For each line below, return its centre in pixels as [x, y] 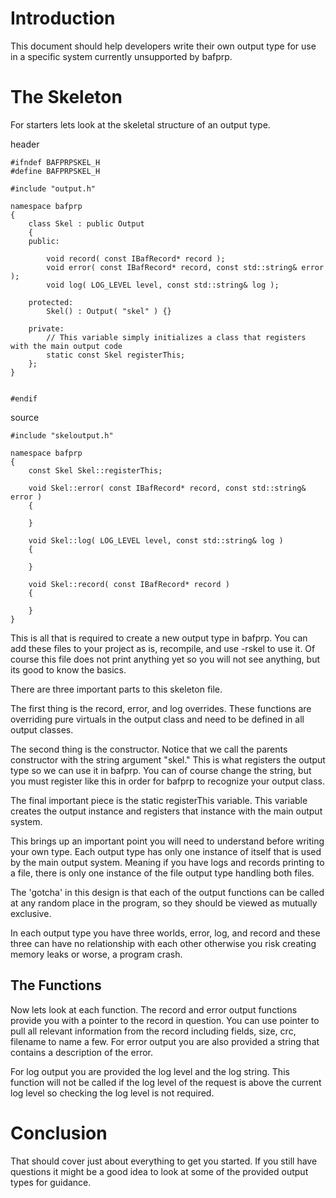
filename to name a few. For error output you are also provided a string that [165, 1041]
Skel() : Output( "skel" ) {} [109, 311]
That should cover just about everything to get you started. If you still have [164, 1161]
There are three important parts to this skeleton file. [116, 689]
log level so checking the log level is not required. [112, 1093]
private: [46, 328]
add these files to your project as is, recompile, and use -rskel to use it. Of [163, 648]
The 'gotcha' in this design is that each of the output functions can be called [167, 892]
